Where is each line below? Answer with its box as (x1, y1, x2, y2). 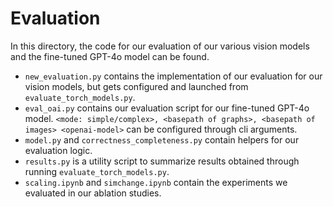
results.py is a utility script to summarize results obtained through (24, 155, 300, 167)
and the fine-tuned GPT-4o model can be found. (10, 50, 210, 62)
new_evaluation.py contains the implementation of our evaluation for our (24, 70, 323, 82)
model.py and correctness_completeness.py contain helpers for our (24, 133, 300, 146)
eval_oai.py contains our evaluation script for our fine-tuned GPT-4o (24, 102, 310, 114)
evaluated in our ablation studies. (24, 187, 162, 199)
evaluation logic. (24, 144, 93, 156)
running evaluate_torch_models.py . (24, 165, 170, 177)
